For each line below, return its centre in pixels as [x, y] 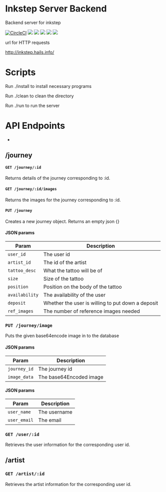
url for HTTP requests [27, 42]
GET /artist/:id [25, 474]
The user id [56, 254]
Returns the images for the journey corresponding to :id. [63, 200]
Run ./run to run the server [32, 105]
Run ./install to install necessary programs [48, 86]
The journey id [55, 369]
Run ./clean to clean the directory [39, 96]
